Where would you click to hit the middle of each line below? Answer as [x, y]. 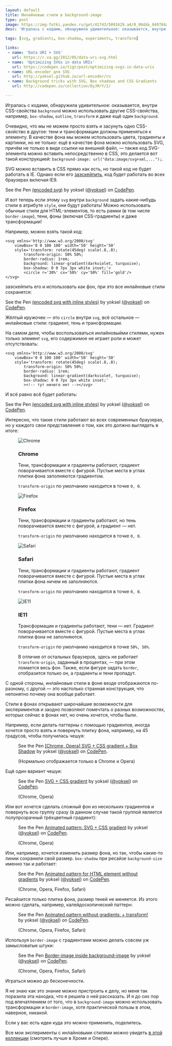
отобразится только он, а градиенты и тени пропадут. [77, 673]
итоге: [12, 431]
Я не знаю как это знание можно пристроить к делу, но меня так [77, 991]
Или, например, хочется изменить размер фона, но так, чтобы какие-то [84, 853]
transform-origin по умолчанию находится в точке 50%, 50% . [84, 647]
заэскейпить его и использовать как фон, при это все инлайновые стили [85, 287]
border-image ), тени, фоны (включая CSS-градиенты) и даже [71, 216]
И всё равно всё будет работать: [41, 394]
